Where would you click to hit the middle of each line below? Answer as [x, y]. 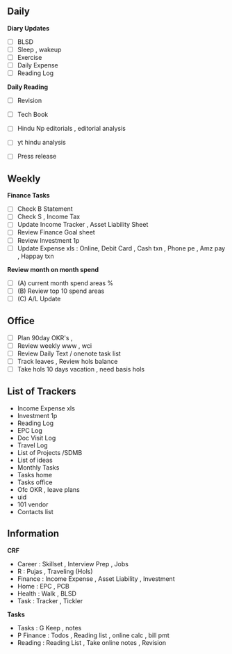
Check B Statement [45, 209]
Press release [37, 157]
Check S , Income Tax [49, 217]
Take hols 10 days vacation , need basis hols [81, 369]
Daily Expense [38, 65]
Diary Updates [28, 28]
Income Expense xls [46, 408]
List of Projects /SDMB [50, 452]
